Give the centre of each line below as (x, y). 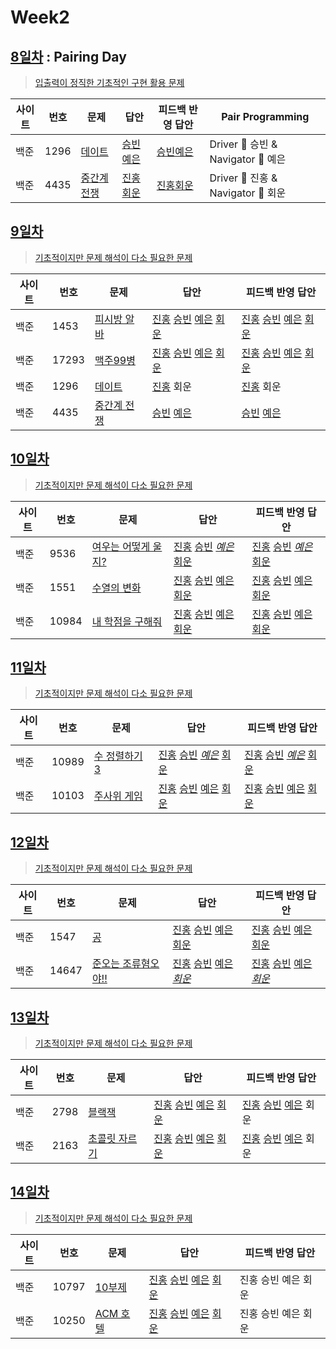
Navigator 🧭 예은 (248, 159)
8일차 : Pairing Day (68, 56)
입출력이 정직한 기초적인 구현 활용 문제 (109, 82)
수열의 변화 (116, 588)
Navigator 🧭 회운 (248, 193)
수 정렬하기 (118, 756)
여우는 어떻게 (121, 546)
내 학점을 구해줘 (127, 621)
